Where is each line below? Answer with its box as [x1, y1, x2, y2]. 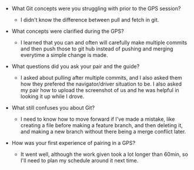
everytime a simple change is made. [20, 52, 108, 58]
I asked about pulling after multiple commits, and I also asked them [20, 74, 182, 81]
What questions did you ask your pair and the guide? [11, 63, 140, 70]
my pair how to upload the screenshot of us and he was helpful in [20, 87, 179, 93]
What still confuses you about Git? [11, 104, 95, 111]
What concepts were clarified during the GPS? [11, 28, 125, 35]
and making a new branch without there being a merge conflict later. [20, 128, 186, 135]
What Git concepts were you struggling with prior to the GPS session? [11, 5, 181, 12]
